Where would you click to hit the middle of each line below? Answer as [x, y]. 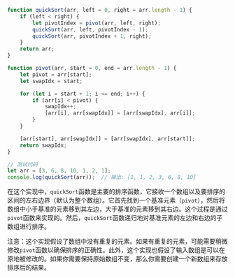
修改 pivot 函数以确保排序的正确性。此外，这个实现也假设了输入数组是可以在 [116, 250]
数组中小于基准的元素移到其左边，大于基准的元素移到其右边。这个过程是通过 [117, 209]
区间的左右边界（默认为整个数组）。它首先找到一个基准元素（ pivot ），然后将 [116, 200]
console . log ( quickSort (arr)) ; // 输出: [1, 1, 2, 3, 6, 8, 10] [102, 177]
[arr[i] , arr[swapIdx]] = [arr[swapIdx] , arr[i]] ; [120, 113]
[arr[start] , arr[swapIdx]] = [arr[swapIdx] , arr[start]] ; [108, 139]
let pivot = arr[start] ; [56, 74]
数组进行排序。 [29, 226]
